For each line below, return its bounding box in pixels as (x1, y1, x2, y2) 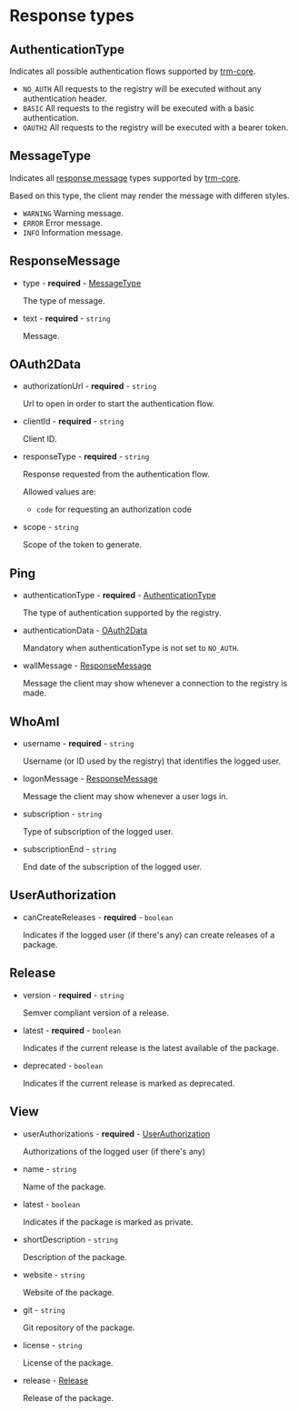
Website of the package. (22, 1287, 115, 1297)
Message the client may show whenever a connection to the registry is (22, 678, 288, 689)
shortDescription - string (22, 1234, 118, 1245)
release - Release (22, 1375, 89, 1386)
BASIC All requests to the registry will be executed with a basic (22, 103, 255, 114)
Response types (9, 5, 134, 26)
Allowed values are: (22, 486, 97, 497)
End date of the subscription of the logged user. (22, 861, 203, 873)
